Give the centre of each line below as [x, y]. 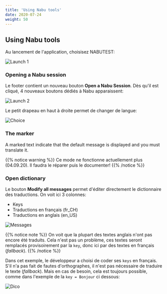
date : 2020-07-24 [23, 15]
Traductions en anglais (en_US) [45, 215]
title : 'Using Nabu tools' [33, 10]
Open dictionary [25, 178]
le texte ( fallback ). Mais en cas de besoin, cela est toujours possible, [76, 271]
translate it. [17, 150]
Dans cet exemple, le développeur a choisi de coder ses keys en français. [81, 261]
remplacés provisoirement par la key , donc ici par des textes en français [80, 246]
